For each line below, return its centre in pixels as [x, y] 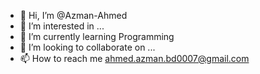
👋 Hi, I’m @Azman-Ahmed [73, 15]
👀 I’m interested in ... [62, 26]
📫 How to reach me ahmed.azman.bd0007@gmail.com [134, 58]
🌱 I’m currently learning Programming [97, 36]
